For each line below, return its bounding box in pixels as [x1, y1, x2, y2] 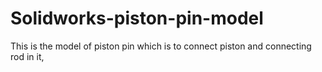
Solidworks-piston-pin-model [10, 7, 264, 30]
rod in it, [10, 50, 45, 62]
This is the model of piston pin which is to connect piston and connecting [10, 40, 312, 52]
